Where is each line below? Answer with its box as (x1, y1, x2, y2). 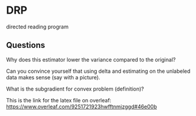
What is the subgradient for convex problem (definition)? (6, 85, 144, 92)
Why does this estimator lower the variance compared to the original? (6, 56, 176, 63)
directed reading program (6, 23, 69, 30)
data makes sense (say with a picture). (6, 73, 101, 80)
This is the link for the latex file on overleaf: (6, 96, 111, 104)
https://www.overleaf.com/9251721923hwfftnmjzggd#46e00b (6, 103, 158, 110)
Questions (6, 40, 46, 50)
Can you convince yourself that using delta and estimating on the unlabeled (6, 67, 191, 75)
